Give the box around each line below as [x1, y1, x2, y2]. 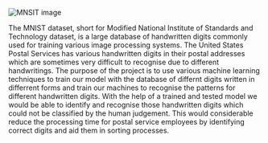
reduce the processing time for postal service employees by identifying [8, 117, 245, 126]
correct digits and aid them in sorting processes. [8, 125, 170, 135]
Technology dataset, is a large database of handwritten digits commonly [8, 32, 248, 41]
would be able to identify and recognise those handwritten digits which [8, 100, 244, 109]
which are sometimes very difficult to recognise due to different [8, 57, 220, 67]
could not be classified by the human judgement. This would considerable [8, 108, 254, 118]
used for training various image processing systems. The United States [8, 40, 244, 50]
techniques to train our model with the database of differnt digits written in [8, 75, 255, 84]
